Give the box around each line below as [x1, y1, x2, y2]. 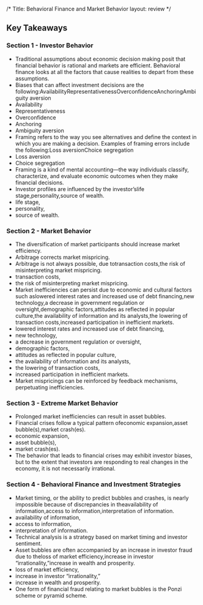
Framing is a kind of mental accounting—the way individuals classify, [15, 165, 190, 173]
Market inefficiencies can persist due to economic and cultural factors [15, 286, 193, 293]
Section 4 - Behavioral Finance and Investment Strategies [6, 480, 182, 489]
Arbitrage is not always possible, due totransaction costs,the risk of [15, 260, 185, 267]
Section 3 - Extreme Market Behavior [6, 399, 119, 407]
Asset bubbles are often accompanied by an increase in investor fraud [15, 546, 193, 554]
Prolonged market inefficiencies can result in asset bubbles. [15, 413, 166, 420]
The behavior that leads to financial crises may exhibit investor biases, [15, 452, 193, 459]
